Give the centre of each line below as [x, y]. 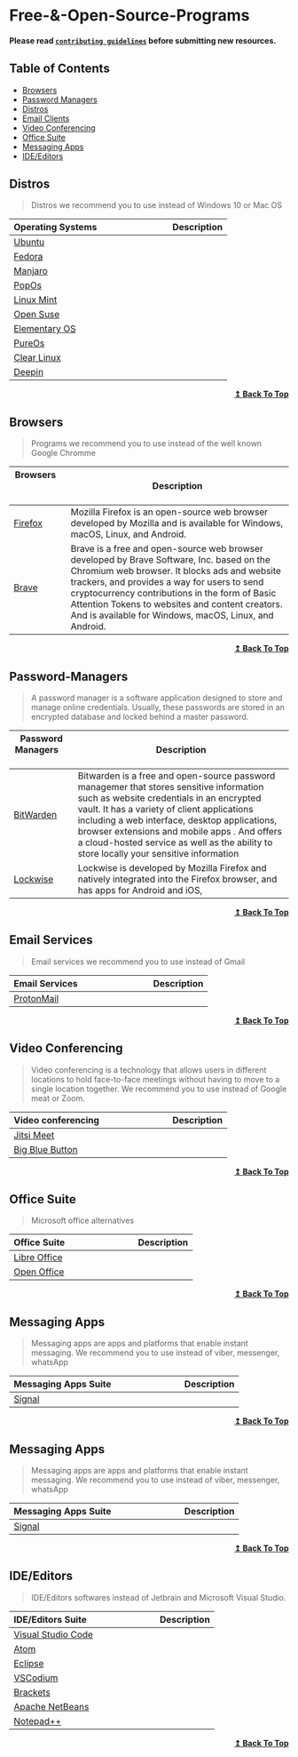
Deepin [29, 372]
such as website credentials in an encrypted [169, 798]
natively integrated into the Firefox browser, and [177, 879]
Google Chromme [63, 453]
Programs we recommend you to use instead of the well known [146, 443]
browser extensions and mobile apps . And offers [180, 832]
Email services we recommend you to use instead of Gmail [138, 962]
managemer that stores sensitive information [171, 787]
